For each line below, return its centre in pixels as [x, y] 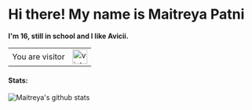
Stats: [18, 80]
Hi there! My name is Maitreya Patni [126, 14]
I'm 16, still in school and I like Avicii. [69, 36]
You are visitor [38, 56]
